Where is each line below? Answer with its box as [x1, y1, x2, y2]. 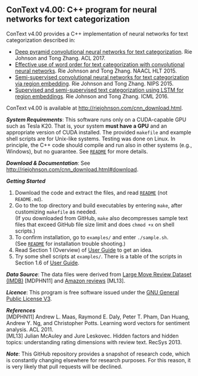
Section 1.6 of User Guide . [14, 259, 80, 266]
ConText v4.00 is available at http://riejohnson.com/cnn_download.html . [6, 104, 184, 112]
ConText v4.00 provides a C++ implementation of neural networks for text [6, 30, 188, 37]
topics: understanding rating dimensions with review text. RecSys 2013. [6, 338, 182, 345]
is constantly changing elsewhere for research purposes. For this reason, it [6, 356, 191, 363]
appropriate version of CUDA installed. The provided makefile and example [6, 128, 191, 136]
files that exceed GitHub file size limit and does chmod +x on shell [14, 221, 175, 228]
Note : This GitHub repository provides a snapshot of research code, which [6, 350, 190, 357]
